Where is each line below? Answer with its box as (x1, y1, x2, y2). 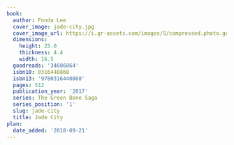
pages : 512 (13, 82, 45, 89)
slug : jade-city (13, 107, 60, 114)
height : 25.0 (19, 43, 57, 49)
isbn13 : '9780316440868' (13, 75, 85, 82)
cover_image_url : (13, 29, 64, 37)
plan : (6, 120, 22, 128)
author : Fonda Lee (13, 17, 67, 24)
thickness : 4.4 (19, 49, 64, 56)
